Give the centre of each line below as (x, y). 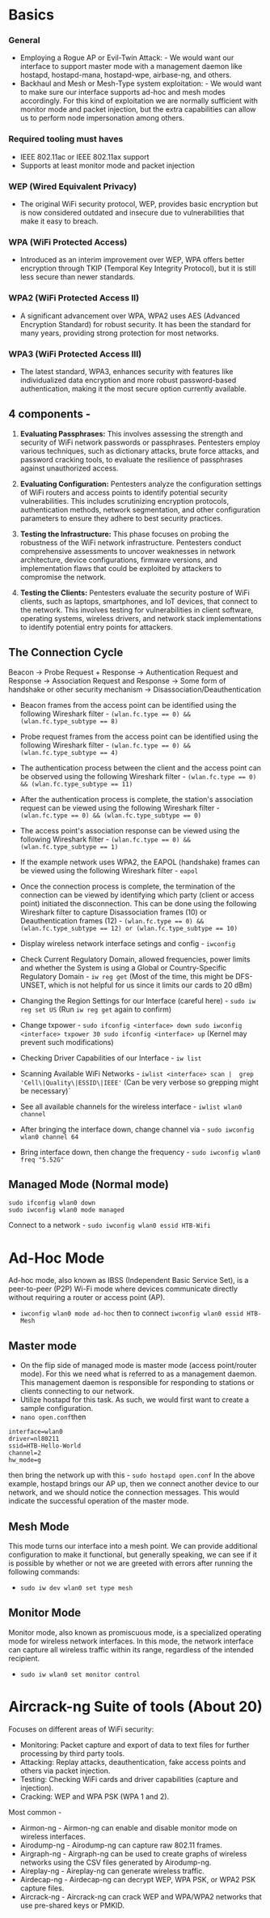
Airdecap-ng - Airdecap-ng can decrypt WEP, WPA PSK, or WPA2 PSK (138, 1879)
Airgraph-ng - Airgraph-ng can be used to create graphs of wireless (133, 1853)
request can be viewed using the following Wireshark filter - (120, 808)
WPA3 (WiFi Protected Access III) (75, 354)
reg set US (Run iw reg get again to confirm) (96, 1009)
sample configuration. (57, 1409)
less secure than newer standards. (78, 277)
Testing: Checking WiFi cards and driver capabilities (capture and (129, 1779)
